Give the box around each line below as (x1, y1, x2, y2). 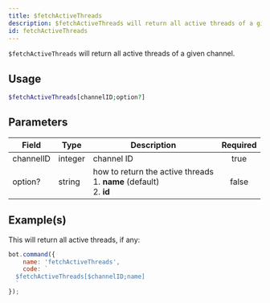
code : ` (22, 265, 48, 273)
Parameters (8, 116, 68, 129)
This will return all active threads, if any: (8, 235, 141, 244)
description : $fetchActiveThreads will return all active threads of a (8, 19, 253, 27)
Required (221, 139, 257, 150)
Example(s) (8, 214, 67, 227)
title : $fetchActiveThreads (8, 11, 103, 20)
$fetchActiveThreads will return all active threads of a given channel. (8, 49, 235, 59)
